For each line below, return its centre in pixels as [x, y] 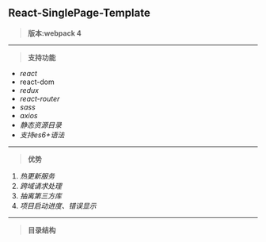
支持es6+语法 [42, 135]
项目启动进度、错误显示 [58, 206]
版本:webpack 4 [54, 33]
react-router [40, 98]
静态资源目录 [40, 125]
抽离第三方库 [40, 196]
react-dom [37, 82]
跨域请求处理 [40, 186]
